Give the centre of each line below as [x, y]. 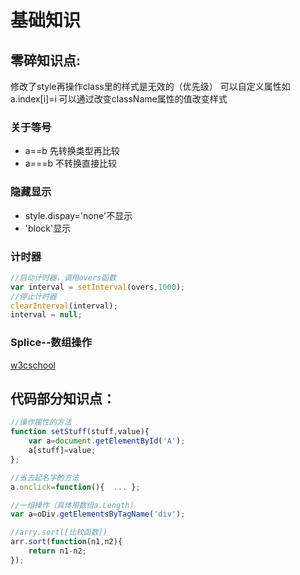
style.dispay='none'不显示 [78, 215]
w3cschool [33, 365]
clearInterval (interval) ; [64, 306]
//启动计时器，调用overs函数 [63, 277]
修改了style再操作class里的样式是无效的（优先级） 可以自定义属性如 [150, 86]
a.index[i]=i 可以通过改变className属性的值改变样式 [119, 99]
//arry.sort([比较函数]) [59, 532]
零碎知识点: [46, 60]
